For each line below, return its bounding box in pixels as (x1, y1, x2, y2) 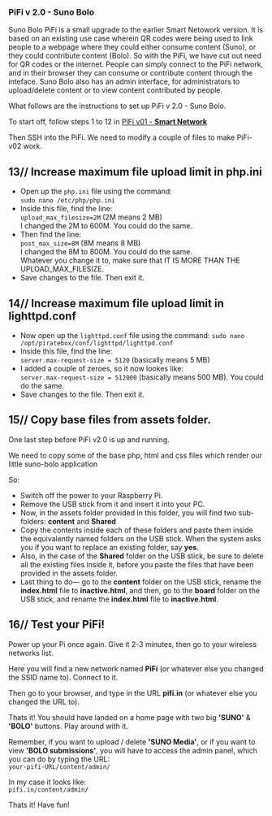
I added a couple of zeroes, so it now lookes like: (19, 363, 184, 373)
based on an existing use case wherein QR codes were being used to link (8, 33, 253, 43)
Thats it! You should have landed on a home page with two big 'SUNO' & (8, 712, 252, 722)
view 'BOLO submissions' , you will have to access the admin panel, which (8, 745, 258, 755)
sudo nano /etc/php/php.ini (19, 197, 115, 205)
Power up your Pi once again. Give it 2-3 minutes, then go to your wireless (8, 639, 257, 649)
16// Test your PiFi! (8, 618, 106, 632)
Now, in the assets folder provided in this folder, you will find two (19, 507, 237, 518)
